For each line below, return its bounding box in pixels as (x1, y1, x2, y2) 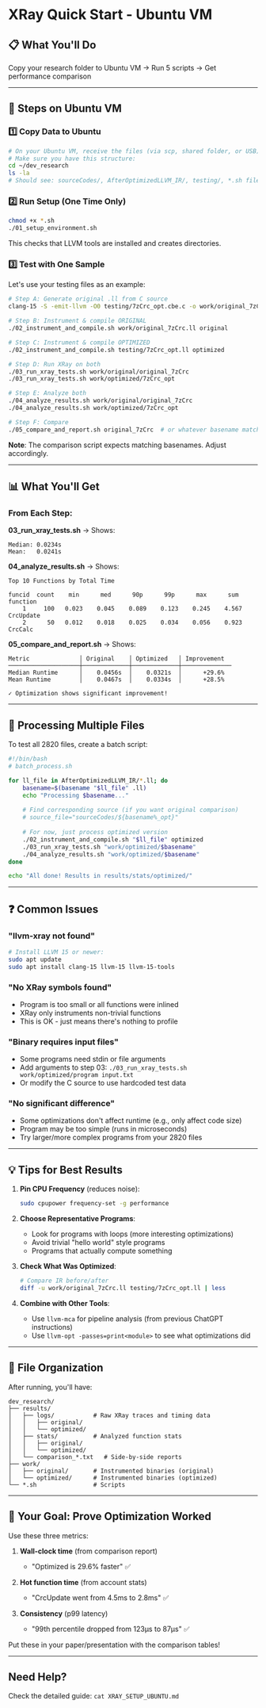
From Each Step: (8, 507, 73, 519)
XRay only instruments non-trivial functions (19, 1008, 161, 1017)
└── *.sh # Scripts (8, 1480, 126, 1488)
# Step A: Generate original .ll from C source (8, 295, 169, 303)
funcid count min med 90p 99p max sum (8, 591, 239, 599)
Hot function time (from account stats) (19, 1577, 148, 1587)
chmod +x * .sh (8, 216, 55, 225)
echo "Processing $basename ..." (22, 791, 129, 799)
